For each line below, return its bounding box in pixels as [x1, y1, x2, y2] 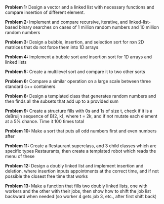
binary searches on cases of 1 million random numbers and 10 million [19, 24, 159, 30]
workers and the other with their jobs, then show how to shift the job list [5, 188, 151, 194]
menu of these [5, 153, 35, 159]
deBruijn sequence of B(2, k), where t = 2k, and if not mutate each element [5, 113, 158, 119]
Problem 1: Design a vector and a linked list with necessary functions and [5, 4, 155, 10]
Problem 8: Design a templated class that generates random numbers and [5, 93, 157, 99]
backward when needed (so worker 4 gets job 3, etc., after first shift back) [5, 194, 157, 199]
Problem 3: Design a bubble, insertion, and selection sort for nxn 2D [5, 39, 144, 45]
